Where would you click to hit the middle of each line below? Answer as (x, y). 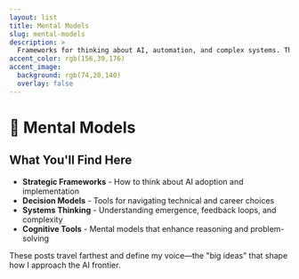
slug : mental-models (48, 34)
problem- (267, 228)
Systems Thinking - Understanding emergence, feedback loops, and (149, 210)
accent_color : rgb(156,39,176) (67, 59)
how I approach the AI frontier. (65, 265)
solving (36, 238)
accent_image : (36, 68)
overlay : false (45, 84)
